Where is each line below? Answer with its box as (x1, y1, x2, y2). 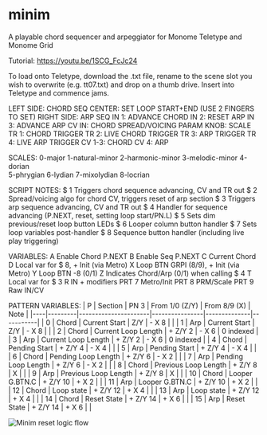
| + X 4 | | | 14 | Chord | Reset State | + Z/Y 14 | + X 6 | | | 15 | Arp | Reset (8, 394, 245, 403)
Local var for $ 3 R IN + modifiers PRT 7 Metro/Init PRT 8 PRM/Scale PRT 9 (8, 276, 254, 286)
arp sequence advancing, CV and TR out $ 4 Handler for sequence (8, 202, 229, 212)
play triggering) (8, 236, 59, 245)
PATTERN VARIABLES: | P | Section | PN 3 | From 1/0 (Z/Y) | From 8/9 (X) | (8, 300, 251, 310)
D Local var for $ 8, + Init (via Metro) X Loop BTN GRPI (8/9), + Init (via (8, 260, 240, 269)
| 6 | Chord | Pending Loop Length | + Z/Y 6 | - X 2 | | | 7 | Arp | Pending (8, 351, 244, 361)
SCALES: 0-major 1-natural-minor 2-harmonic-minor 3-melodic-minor (8, 153, 238, 163)
